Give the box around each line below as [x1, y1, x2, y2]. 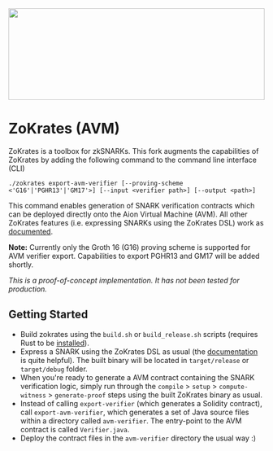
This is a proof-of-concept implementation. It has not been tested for [8, 275, 240, 285]
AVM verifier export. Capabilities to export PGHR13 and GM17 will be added [8, 251, 260, 261]
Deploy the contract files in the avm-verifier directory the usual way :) [19, 433, 257, 443]
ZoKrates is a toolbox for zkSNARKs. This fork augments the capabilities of [8, 146, 259, 155]
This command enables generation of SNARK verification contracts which [8, 200, 255, 210]
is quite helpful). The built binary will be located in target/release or [19, 355, 249, 365]
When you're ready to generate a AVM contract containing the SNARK [19, 372, 255, 382]
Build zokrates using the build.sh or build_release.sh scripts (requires [19, 329, 258, 339]
